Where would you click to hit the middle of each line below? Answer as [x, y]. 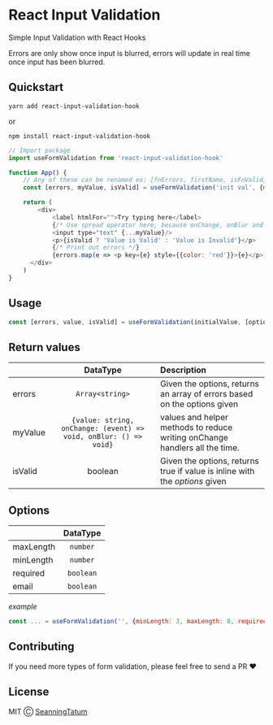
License [29, 692]
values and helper [194, 418]
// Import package [39, 150]
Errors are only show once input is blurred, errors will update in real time [129, 53]
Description [183, 370]
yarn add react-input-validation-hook [74, 106]
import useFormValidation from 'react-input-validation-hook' [116, 158]
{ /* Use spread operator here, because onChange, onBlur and [158, 225]
